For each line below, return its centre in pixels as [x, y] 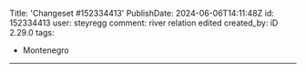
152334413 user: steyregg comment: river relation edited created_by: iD [144, 23]
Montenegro [46, 50]
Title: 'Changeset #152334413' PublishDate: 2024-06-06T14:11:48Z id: [142, 13]
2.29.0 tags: [32, 32]
